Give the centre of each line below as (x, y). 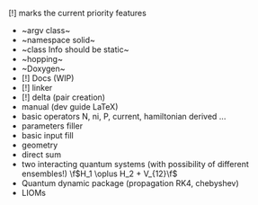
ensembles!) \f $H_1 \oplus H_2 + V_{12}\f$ (99, 174)
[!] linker (37, 88)
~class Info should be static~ (75, 49)
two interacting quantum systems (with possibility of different (135, 164)
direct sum (41, 155)
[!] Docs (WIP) (48, 78)
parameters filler (52, 126)
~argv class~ (46, 30)
